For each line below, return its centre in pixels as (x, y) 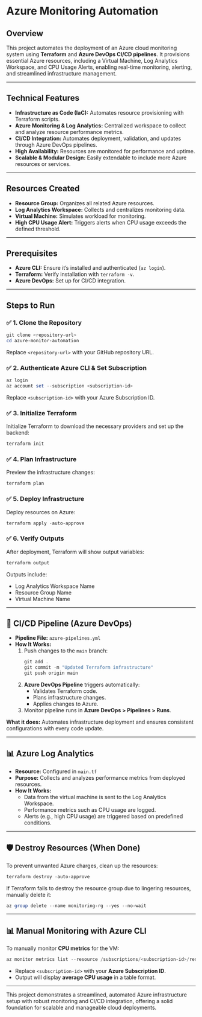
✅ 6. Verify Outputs (35, 538)
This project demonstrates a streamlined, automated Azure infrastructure (97, 995)
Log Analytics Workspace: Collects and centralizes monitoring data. (100, 209)
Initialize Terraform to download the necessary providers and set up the (95, 426)
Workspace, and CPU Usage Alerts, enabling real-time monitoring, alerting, (99, 67)
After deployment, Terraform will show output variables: (75, 552)
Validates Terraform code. (65, 691)
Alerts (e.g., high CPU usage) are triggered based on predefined (103, 816)
